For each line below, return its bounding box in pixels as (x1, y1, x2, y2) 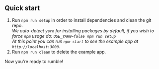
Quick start (4, 4, 40, 12)
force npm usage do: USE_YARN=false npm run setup (11, 33, 116, 39)
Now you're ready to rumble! (4, 58, 64, 64)
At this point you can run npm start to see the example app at (11, 38, 139, 44)
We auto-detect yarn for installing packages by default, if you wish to (11, 27, 155, 34)
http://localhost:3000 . (11, 43, 61, 49)
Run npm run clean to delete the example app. (11, 49, 106, 55)
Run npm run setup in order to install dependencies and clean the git (11, 17, 152, 23)
